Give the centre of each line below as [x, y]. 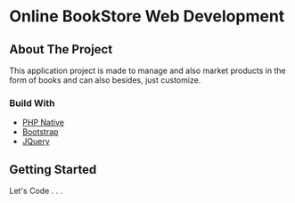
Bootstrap [40, 132]
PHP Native [43, 123]
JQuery [36, 142]
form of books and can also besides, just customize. [105, 80]
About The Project [61, 49]
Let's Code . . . [36, 191]
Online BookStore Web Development [147, 16]
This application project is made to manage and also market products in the [148, 70]
